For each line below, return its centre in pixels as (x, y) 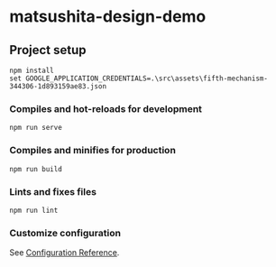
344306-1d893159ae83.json (58, 87)
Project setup (48, 50)
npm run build (36, 169)
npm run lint (34, 210)
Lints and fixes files (53, 191)
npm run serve (36, 128)
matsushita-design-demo (108, 17)
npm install (32, 70)
